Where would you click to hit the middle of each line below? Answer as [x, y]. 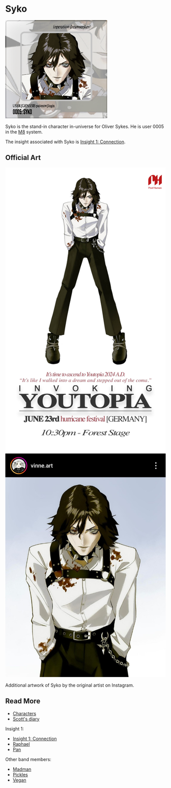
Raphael [21, 744]
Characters [24, 713]
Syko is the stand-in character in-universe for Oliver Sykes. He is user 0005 [85, 126]
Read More [23, 701]
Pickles [20, 774]
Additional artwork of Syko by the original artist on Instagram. [70, 685]
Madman [22, 769]
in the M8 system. [24, 132]
